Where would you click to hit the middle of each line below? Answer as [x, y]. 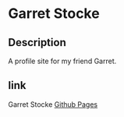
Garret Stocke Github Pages [53, 104]
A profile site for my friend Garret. [62, 61]
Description [37, 43]
